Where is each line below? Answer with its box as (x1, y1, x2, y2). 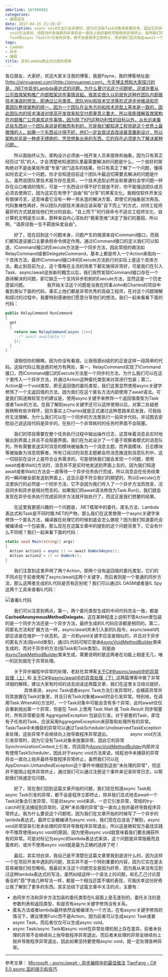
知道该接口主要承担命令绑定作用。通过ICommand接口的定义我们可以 (13, 238, 155, 244)
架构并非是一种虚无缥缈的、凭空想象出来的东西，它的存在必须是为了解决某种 (5, 136, 163, 142)
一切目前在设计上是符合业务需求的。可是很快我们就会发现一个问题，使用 (5, 456, 154, 462)
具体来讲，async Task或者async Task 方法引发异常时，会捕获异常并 (23, 687, 162, 693)
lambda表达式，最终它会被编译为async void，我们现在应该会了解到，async (5, 817, 160, 823)
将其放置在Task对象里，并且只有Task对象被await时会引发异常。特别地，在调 (5, 693, 163, 699)
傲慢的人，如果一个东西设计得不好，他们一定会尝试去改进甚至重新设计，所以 (5, 129, 163, 135)
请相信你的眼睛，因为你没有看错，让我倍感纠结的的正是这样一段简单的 (14, 358, 158, 364)
